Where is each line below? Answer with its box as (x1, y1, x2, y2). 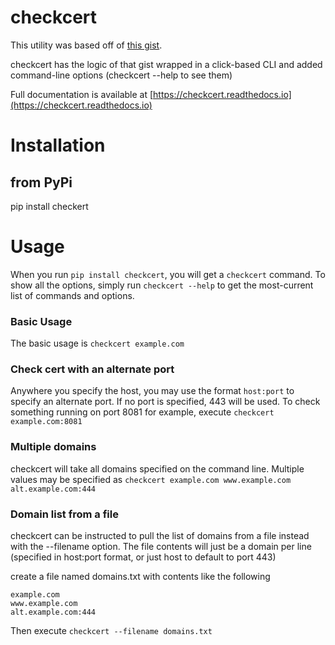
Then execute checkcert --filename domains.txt (10, 625, 213, 637)
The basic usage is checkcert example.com (10, 337, 185, 350)
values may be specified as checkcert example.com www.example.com (10, 473, 292, 485)
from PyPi (10, 174, 73, 191)
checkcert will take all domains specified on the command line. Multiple (10, 462, 305, 475)
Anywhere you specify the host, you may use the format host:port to (10, 385, 295, 397)
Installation (10, 134, 106, 157)
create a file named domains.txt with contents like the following (10, 571, 271, 583)
